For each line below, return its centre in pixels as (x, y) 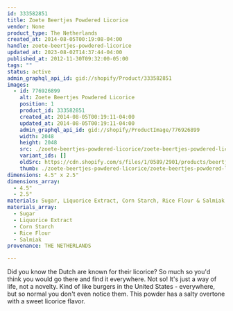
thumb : (29, 168)
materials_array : (32, 208)
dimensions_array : (34, 181)
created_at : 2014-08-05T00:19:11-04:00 (77, 117)
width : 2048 (37, 136)
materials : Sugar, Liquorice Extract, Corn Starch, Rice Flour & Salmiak (116, 201)
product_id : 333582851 (52, 110)
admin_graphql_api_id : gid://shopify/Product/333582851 (89, 78)
